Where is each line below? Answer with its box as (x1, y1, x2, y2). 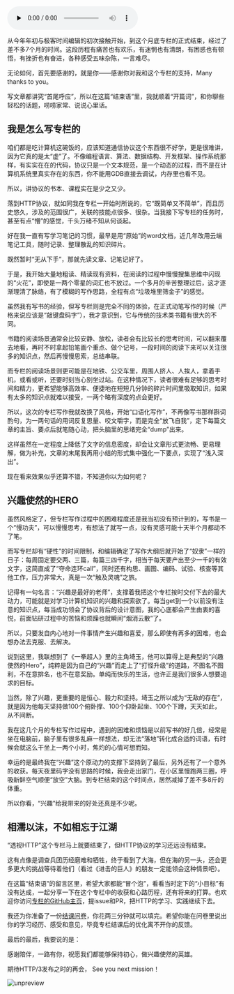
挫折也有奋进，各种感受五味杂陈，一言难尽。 (25, 54, 154, 62)
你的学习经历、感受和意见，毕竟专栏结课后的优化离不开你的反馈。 (7, 921, 196, 929)
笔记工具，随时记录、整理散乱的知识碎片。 (7, 240, 130, 248)
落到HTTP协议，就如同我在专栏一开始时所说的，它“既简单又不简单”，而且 (7, 199, 218, 207)
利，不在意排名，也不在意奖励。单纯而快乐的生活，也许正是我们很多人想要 (7, 669, 221, 678)
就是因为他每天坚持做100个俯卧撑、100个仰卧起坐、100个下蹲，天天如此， (7, 702, 221, 711)
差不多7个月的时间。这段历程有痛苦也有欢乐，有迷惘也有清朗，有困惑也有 (7, 45, 218, 53)
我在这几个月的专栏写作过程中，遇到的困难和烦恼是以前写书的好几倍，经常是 (7, 725, 227, 734)
